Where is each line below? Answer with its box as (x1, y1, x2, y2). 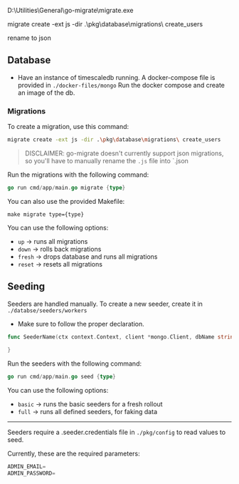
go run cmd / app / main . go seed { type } (7, 374, 116, 381)
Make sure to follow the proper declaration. (17, 319, 144, 328)
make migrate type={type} (7, 210, 84, 218)
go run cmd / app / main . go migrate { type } (7, 184, 126, 191)
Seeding (7, 281, 46, 293)
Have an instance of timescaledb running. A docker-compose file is (17, 73, 216, 81)
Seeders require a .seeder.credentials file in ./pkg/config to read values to (7, 428, 226, 437)
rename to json (7, 34, 51, 42)
